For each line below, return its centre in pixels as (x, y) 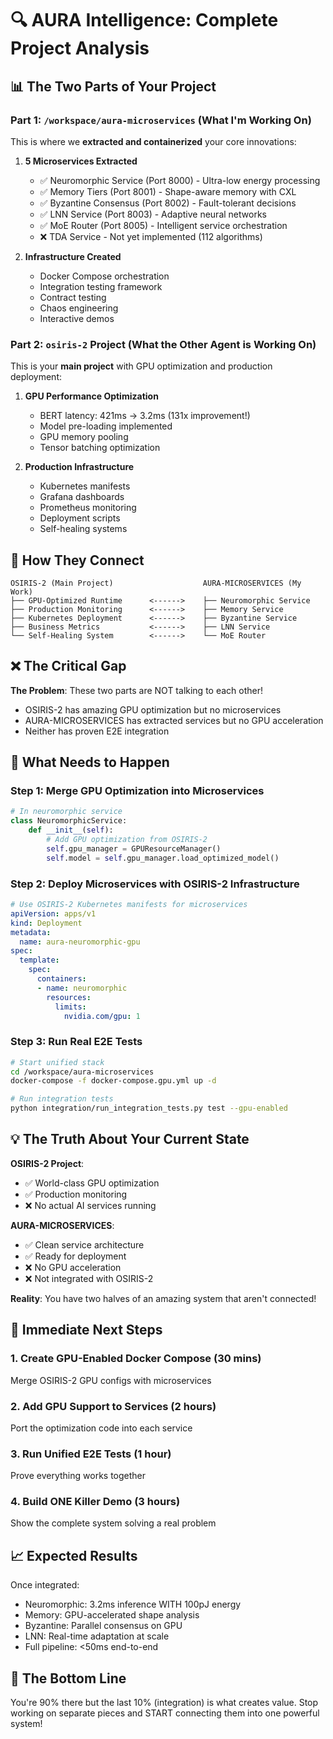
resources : (69, 997)
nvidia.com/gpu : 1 (102, 1016)
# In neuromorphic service (66, 812)
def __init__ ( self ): (71, 830)
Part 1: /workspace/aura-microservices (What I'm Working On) (161, 120)
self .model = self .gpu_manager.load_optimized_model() (163, 858)
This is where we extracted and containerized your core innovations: (153, 141)
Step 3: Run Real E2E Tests (76, 1042)
